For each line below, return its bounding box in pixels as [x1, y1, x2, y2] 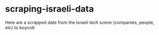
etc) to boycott [5, 24, 35, 30]
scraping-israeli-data [5, 3, 94, 15]
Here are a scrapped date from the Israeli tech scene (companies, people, [5, 19, 155, 25]
